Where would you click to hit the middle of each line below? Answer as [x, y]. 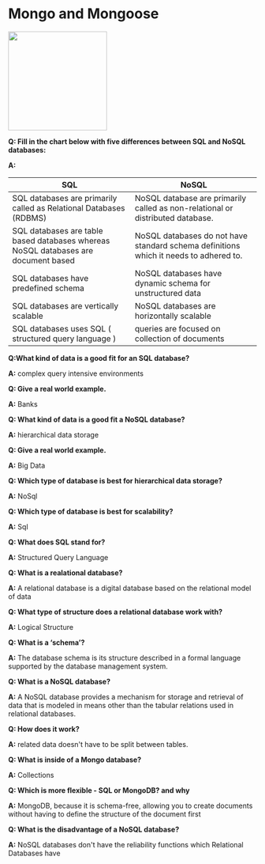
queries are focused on [177, 328]
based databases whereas [61, 241]
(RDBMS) [30, 218]
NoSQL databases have [178, 273]
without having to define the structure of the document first [105, 814]
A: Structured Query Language [58, 557]
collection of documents [179, 339]
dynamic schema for [173, 283]
